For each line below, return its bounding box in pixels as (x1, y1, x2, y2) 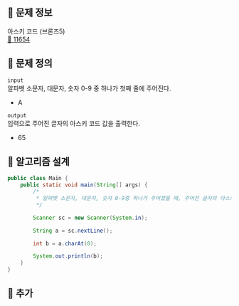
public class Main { (7, 175, 69, 182)
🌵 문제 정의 (7, 58, 53, 70)
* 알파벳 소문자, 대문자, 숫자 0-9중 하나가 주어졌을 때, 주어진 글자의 (36, 195, 217, 202)
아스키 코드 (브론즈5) (7, 27, 65, 36)
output (7, 112, 27, 119)
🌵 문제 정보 (7, 6, 53, 19)
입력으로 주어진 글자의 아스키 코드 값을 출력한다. (7, 119, 141, 127)
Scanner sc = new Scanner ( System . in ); (33, 214, 148, 221)
